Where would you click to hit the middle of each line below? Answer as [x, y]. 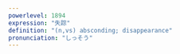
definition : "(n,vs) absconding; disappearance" [90, 30]
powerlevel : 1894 [37, 15]
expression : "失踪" [39, 23]
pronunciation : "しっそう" [51, 38]
